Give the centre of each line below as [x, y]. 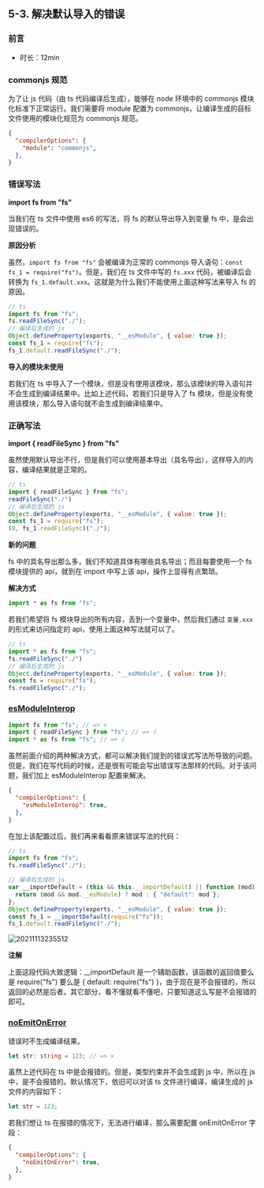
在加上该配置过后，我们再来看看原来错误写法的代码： [95, 835]
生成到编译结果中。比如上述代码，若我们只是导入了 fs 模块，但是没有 [134, 393]
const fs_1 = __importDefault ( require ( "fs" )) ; [86, 916]
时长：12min [39, 57]
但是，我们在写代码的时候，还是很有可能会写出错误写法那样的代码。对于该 [129, 766]
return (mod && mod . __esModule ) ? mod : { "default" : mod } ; [118, 894]
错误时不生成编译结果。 [46, 1041]
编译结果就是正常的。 [56, 470]
